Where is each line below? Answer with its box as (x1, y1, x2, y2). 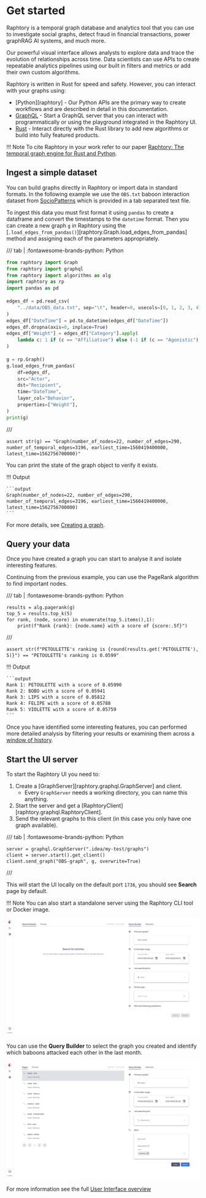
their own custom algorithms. (6, 68, 80, 75)
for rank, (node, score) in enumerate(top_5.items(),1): (6, 617, 155, 623)
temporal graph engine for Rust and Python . (6, 150, 118, 157)
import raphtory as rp (6, 278, 64, 285)
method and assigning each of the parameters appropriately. (6, 234, 160, 242)
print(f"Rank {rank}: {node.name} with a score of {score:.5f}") (17, 623, 188, 629)
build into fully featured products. (15, 131, 100, 139)
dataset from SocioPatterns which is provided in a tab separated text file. (6, 197, 191, 204)
